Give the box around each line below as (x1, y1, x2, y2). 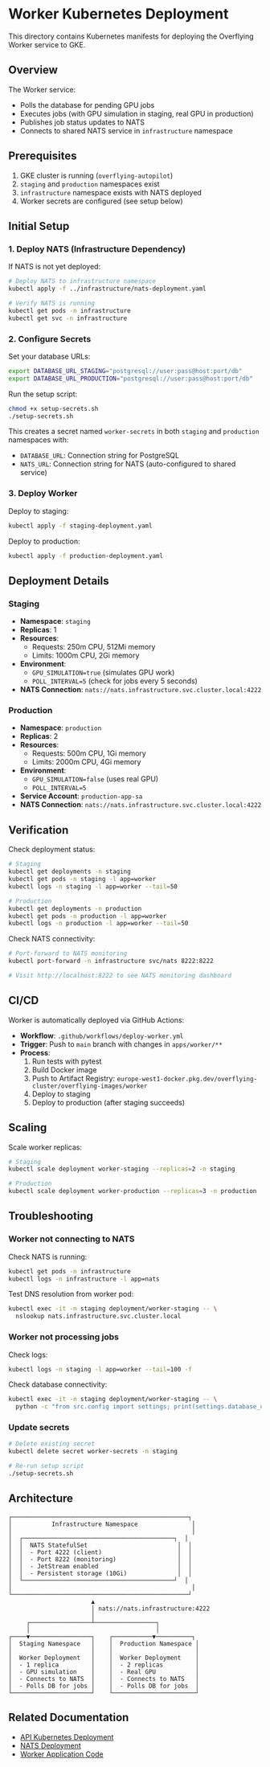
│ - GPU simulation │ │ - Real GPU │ (8, 1667, 199, 1676)
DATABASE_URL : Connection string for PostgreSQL (19, 451, 179, 461)
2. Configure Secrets (8, 333, 92, 344)
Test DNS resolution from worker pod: (8, 1289, 134, 1299)
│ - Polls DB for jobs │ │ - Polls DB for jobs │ (8, 1682, 199, 1690)
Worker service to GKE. (8, 39, 86, 49)
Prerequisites (8, 150, 77, 163)
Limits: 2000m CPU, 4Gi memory (31, 757, 141, 767)
